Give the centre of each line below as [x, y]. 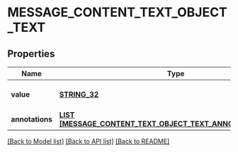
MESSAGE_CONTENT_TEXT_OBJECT [118, 12]
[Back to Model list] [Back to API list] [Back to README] [89, 141]
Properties [31, 54]
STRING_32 [79, 94]
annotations [32, 119]
